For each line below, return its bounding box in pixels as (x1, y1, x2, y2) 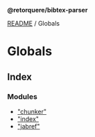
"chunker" (17, 107, 47, 116)
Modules (7, 91, 38, 101)
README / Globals (7, 19, 60, 27)
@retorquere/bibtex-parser (7, 6, 88, 14)
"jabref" (17, 122, 40, 130)
